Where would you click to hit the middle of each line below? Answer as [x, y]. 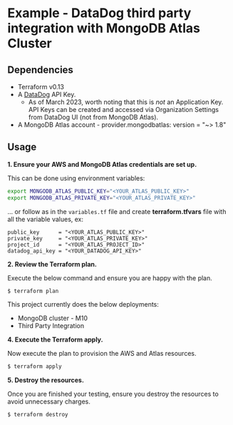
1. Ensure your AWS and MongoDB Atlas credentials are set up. [102, 164]
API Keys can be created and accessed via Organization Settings [124, 109]
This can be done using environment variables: [76, 178]
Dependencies [40, 70]
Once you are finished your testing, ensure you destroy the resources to [113, 394]
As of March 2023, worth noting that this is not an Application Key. [126, 102]
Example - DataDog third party [99, 13]
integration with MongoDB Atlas [104, 28]
